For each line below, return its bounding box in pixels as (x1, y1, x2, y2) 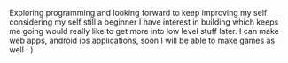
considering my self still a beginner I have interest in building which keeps (9, 17, 279, 27)
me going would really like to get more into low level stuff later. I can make (9, 26, 279, 36)
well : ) (9, 45, 34, 55)
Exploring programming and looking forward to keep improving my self (9, 8, 268, 17)
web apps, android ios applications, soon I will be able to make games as (9, 35, 276, 45)
